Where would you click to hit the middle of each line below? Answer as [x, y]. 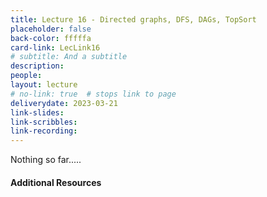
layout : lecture [44, 85]
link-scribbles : [44, 122]
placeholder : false [51, 29]
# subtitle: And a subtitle [69, 57]
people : [26, 76]
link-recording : [44, 131]
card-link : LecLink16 [55, 47]
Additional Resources [56, 182]
